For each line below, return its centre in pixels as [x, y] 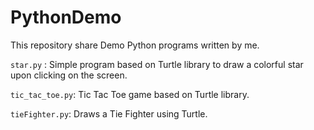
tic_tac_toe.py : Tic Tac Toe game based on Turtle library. [130, 94]
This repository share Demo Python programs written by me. [135, 45]
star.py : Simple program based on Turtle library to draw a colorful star [157, 64]
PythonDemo [66, 17]
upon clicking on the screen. [69, 75]
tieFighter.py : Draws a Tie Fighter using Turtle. [109, 113]
